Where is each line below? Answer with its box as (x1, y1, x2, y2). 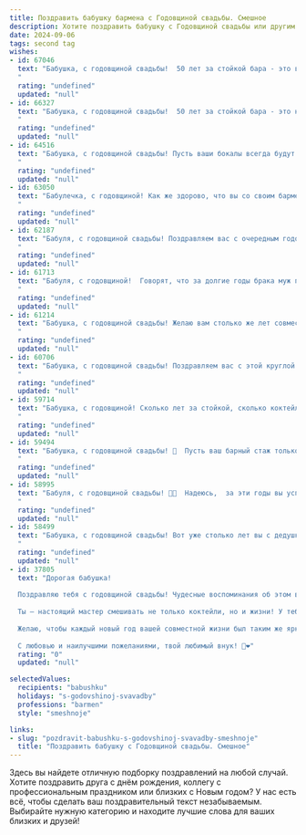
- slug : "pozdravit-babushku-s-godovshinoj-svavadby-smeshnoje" (9, 734, 259, 743)
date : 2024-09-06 (9, 30, 76, 39)
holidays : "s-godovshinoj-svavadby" (17, 692, 157, 701)
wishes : (9, 47, 39, 57)
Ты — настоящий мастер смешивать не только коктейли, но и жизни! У (17, 608, 283, 617)
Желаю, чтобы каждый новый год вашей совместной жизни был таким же (17, 624, 283, 633)
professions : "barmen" (17, 700, 104, 709)
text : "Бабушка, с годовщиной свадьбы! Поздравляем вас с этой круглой (17, 361, 296, 371)
